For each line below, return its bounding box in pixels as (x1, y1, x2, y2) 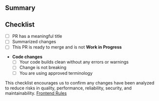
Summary (5, 4, 36, 12)
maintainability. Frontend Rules (5, 90, 67, 96)
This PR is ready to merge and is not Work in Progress (12, 44, 122, 50)
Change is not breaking (19, 65, 67, 70)
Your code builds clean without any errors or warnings (19, 59, 129, 65)
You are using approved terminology (19, 70, 93, 76)
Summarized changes (12, 39, 56, 45)
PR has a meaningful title (12, 34, 62, 39)
